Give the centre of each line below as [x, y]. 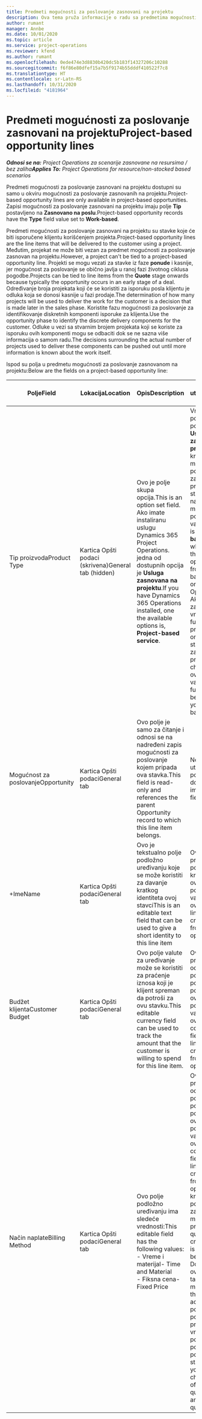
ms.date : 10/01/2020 [32, 34]
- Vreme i [150, 1256]
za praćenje [153, 975]
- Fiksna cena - [158, 1279]
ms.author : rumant [29, 57]
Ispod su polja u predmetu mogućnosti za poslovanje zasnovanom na [92, 364]
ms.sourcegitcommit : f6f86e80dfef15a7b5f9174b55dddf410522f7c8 [87, 68]
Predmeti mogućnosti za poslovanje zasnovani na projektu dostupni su [94, 187]
